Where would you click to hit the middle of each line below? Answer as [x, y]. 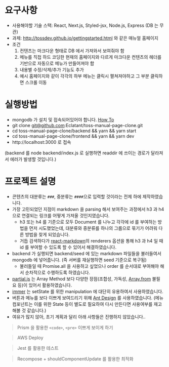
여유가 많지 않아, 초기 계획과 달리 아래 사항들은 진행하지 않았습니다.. [79, 316]
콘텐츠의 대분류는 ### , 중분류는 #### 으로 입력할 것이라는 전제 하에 [77, 196]
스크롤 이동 [36, 82]
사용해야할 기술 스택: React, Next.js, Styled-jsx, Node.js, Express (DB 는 [85, 25]
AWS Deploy [30, 338]
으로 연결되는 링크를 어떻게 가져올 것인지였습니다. [61, 215]
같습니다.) [37, 310]
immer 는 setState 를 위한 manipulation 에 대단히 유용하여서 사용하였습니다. [88, 291]
